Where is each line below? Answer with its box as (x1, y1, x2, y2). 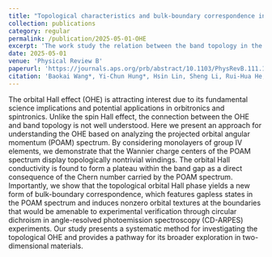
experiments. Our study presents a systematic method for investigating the (8, 224, 258, 233)
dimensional (8, 241, 49, 251)
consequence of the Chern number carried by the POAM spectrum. (8, 172, 233, 182)
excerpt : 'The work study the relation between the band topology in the (8, 42, 263, 50)
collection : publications (8, 19, 96, 28)
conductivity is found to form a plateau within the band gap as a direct (8, 163, 243, 173)
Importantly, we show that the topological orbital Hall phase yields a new (8, 180, 251, 191)
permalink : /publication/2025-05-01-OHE (8, 34, 147, 43)
